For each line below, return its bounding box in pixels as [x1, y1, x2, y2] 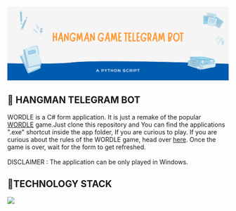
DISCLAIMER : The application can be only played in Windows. [7, 158, 188, 166]
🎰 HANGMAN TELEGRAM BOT [7, 94, 140, 106]
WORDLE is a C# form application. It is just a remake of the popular [7, 113, 202, 121]
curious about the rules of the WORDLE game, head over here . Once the [7, 135, 216, 143]
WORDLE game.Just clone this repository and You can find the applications [7, 120, 225, 129]
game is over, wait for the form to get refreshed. [7, 143, 146, 151]
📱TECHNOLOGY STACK [7, 178, 112, 190]
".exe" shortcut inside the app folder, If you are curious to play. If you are [7, 127, 218, 136]
